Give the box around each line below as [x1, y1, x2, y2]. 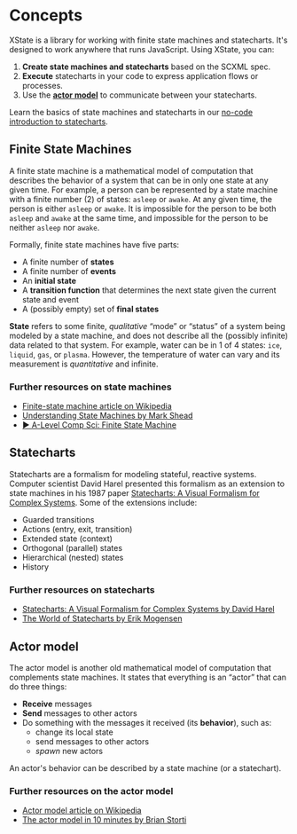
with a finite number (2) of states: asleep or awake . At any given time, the [9, 193, 273, 204]
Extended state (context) [21, 533, 113, 544]
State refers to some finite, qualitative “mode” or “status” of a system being [9, 320, 285, 331]
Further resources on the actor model [9, 784, 174, 797]
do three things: [9, 681, 67, 692]
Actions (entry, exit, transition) [21, 523, 133, 534]
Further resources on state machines [9, 381, 172, 393]
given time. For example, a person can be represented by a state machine [9, 184, 278, 195]
